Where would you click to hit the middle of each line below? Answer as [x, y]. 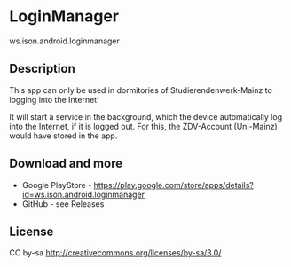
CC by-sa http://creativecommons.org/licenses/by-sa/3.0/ [115, 253]
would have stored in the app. [63, 136]
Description [42, 69]
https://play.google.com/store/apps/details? [174, 185]
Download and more [66, 164]
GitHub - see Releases [63, 204]
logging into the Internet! [54, 99]
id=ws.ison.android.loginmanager [83, 194]
